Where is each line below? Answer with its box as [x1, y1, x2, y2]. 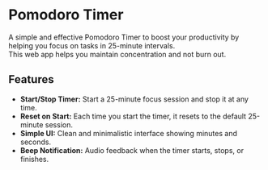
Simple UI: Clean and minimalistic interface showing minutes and [19, 128, 237, 138]
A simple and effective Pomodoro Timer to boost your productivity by [8, 32, 240, 42]
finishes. [19, 154, 49, 164]
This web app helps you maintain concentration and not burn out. [8, 49, 227, 59]
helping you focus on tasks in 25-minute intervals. [8, 40, 176, 50]
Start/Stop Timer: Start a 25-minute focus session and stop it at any [19, 94, 249, 104]
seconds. [19, 137, 52, 147]
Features [8, 73, 54, 86]
